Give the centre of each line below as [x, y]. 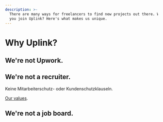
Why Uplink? [31, 43]
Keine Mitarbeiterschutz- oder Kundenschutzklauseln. [59, 88]
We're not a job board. [39, 113]
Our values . [16, 98]
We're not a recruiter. [38, 77]
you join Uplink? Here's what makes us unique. [58, 18]
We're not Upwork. [34, 61]
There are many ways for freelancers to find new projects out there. [82, 14]
